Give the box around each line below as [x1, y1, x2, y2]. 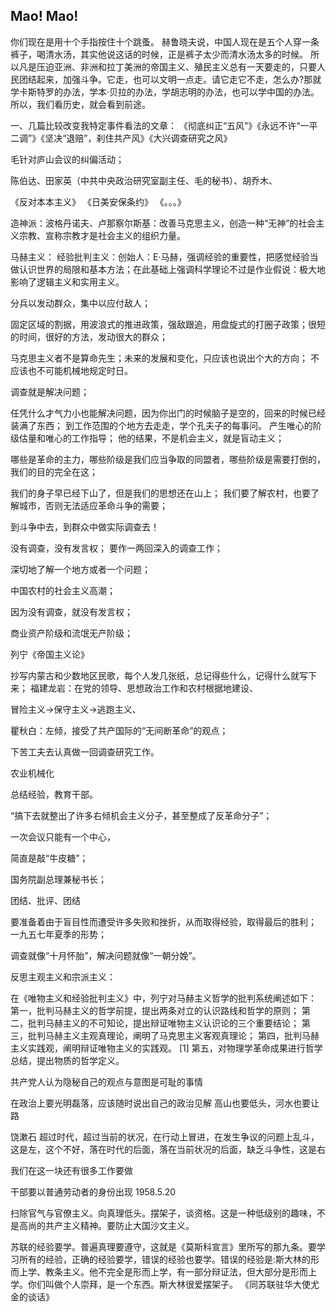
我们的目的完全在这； [10, 465, 98, 478]
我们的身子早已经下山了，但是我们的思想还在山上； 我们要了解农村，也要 [10, 487, 311, 499]
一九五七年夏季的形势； [10, 928, 107, 940]
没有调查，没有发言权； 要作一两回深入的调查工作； [10, 542, 223, 554]
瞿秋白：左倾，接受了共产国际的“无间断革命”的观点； [10, 724, 229, 736]
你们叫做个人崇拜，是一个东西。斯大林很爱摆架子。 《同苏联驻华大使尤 [27, 1278, 320, 1290]
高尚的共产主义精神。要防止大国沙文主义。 [18, 1219, 195, 1231]
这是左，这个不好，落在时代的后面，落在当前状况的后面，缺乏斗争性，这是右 [10, 1143, 326, 1155]
